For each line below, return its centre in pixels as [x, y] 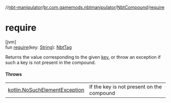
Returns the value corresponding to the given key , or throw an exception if [83, 57]
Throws [13, 74]
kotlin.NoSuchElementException [46, 90]
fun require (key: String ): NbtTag [39, 47]
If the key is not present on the [125, 87]
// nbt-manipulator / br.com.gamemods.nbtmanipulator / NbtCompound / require [85, 7]
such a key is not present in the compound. [51, 62]
